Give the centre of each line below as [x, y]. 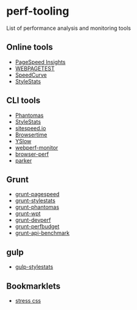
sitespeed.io [30, 128]
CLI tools [23, 101]
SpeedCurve [31, 75]
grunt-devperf [33, 220]
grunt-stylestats [35, 201]
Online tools [30, 47]
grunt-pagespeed [37, 194]
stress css [28, 301]
